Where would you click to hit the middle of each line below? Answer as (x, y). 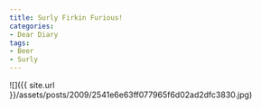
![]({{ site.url (32, 85)
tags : (19, 43)
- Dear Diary (34, 34)
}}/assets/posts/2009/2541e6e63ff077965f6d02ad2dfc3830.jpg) (131, 95)
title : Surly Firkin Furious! (66, 18)
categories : (32, 26)
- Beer (22, 51)
